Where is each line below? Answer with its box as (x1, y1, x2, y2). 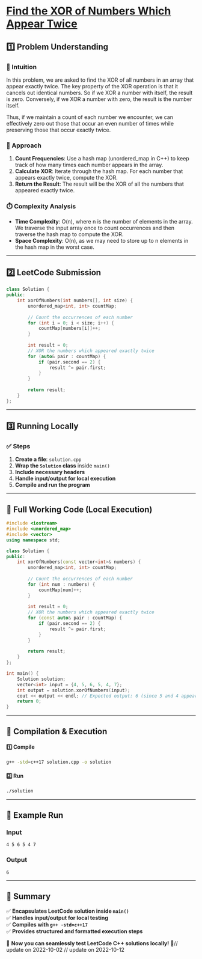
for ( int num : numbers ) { (28, 581, 96, 587)
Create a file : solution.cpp (14, 455, 82, 463)
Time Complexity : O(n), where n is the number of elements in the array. (14, 218, 194, 225)
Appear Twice (6, 17, 78, 31)
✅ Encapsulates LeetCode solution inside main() (6, 907, 129, 915)
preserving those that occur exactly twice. (6, 126, 111, 133)
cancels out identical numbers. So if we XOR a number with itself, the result (6, 89, 193, 96)
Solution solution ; (17, 676, 66, 682)
